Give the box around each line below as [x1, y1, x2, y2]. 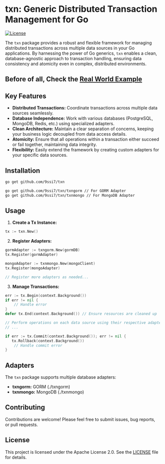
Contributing [5, 403, 45, 412]
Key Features [5, 92, 47, 100]
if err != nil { [5, 297, 38, 303]
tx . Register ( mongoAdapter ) [5, 265, 60, 271]
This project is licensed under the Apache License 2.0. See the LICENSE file [5, 449, 159, 455]
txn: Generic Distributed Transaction [5, 3, 158, 15]
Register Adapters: [12, 238, 52, 244]
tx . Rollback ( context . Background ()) [11, 338, 84, 343]
